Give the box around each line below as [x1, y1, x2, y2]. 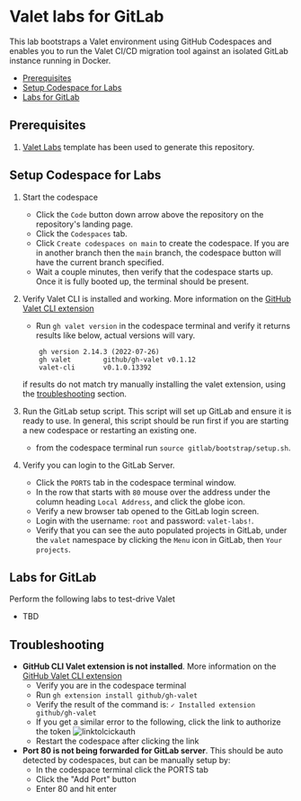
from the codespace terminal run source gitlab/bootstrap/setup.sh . [35, 442, 291, 453]
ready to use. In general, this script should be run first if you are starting [22, 415, 289, 426]
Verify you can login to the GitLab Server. [22, 459, 175, 470]
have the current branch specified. [35, 256, 164, 267]
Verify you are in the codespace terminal [35, 681, 187, 691]
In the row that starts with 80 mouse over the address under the [35, 486, 271, 497]
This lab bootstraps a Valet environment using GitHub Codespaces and [9, 36, 272, 47]
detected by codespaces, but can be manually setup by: [22, 755, 231, 766]
